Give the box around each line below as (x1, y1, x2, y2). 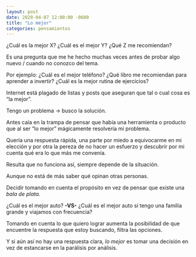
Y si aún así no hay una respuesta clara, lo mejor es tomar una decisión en (6, 238, 189, 245)
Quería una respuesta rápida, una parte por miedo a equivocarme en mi (6, 137, 182, 144)
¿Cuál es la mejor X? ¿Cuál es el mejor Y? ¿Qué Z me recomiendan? (6, 42, 172, 49)
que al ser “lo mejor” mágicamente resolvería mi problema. (6, 125, 151, 132)
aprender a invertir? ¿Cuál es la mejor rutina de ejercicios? (6, 78, 149, 85)
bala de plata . (6, 191, 41, 198)
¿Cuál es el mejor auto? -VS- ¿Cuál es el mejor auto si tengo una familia (6, 202, 182, 209)
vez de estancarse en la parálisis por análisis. (6, 244, 118, 252)
